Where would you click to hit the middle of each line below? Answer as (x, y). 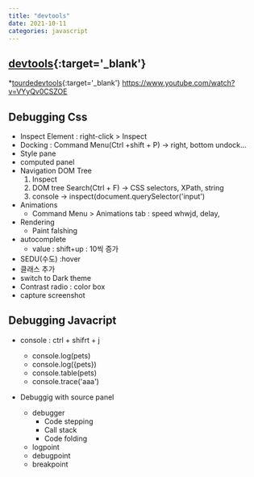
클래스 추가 (37, 269)
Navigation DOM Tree (56, 171)
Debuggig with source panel (67, 397)
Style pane (38, 153)
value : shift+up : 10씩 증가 (75, 249)
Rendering (37, 222)
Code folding (66, 438)
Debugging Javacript (62, 321)
